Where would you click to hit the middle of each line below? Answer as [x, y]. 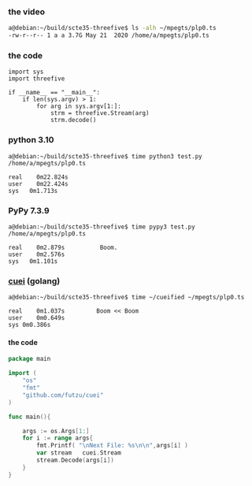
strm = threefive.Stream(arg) [100, 113]
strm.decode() [73, 121]
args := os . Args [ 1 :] [56, 431]
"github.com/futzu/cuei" [63, 395]
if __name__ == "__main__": [54, 93]
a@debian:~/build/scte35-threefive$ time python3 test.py [105, 156]
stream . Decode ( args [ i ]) [75, 460]
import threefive [37, 79]
